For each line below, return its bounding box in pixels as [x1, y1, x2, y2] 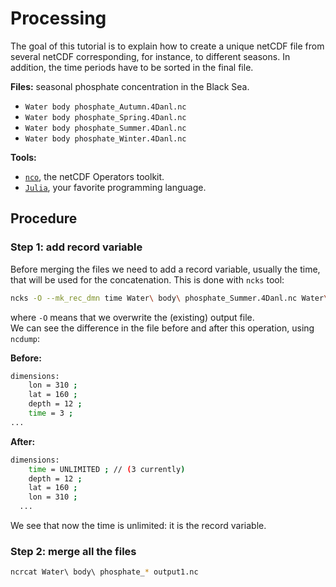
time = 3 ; [28, 408, 74, 418]
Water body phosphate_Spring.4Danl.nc [24, 112, 187, 122]
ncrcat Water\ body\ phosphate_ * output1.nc [10, 567, 199, 577]
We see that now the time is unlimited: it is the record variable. [10, 520, 267, 531]
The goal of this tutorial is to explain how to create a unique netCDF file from [10, 40, 325, 52]
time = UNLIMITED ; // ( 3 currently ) [28, 464, 186, 474]
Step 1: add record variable [10, 240, 143, 254]
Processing [10, 7, 107, 30]
